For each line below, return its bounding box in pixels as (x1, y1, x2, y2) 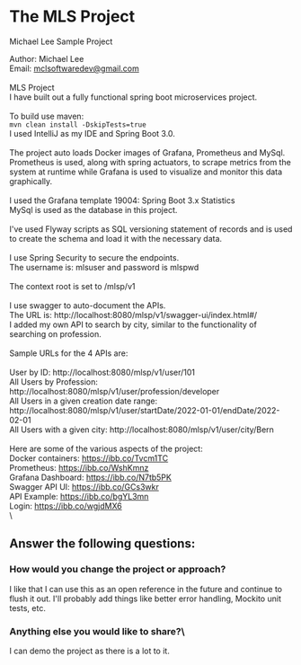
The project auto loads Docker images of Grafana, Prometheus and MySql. (9, 146, 286, 158)
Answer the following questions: (9, 536, 196, 552)
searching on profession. (9, 328, 102, 339)
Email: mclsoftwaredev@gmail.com (9, 63, 139, 74)
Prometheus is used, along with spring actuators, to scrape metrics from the (9, 156, 292, 167)
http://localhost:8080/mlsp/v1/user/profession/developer (9, 386, 220, 396)
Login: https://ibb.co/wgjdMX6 (9, 501, 123, 511)
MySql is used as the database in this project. (9, 204, 178, 215)
